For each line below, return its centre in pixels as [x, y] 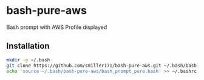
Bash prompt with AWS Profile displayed [57, 27]
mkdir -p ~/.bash [28, 60]
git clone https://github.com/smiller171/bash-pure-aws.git [84, 66]
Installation [28, 46]
